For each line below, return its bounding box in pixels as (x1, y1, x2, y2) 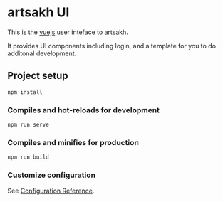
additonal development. (7, 49, 77, 58)
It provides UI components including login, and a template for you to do (7, 41, 216, 50)
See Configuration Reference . (7, 186, 95, 195)
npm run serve (7, 122, 50, 129)
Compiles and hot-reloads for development (7, 105, 160, 115)
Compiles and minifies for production (7, 137, 139, 147)
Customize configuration (7, 170, 96, 180)
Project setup (7, 70, 69, 82)
